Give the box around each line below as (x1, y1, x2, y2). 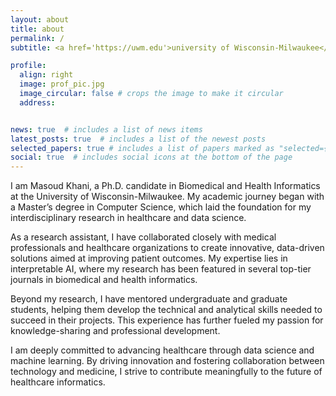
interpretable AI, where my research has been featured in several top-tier (10, 263, 312, 275)
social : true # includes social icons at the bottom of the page (10, 152, 293, 163)
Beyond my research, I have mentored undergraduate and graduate (10, 293, 288, 305)
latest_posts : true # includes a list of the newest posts (10, 134, 267, 144)
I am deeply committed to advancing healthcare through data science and (10, 344, 315, 356)
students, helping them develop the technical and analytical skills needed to (10, 304, 323, 316)
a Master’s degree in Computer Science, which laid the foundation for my (10, 201, 312, 213)
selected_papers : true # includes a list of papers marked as (10, 143, 275, 153)
